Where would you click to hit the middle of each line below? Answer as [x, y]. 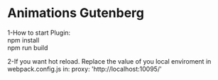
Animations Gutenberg [76, 13]
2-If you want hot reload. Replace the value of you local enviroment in [109, 61]
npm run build [28, 47]
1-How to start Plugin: [39, 33]
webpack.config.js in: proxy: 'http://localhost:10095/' [85, 69]
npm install [23, 40]
